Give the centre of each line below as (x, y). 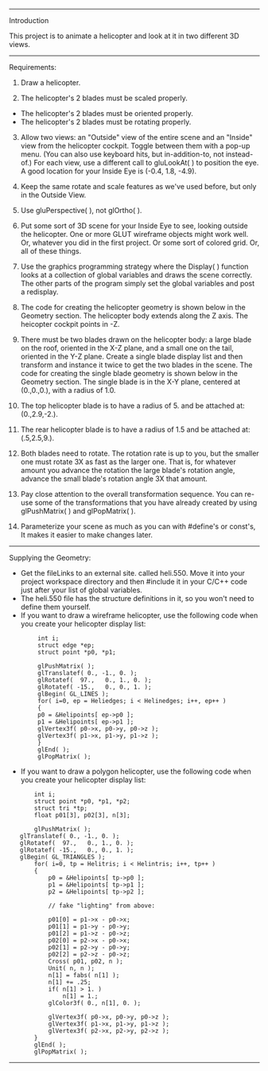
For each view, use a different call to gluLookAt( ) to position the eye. (146, 163)
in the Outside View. (53, 195)
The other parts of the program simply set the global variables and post (138, 283)
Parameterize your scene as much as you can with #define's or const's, (138, 526)
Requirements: (33, 67)
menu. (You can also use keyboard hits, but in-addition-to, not (122, 154)
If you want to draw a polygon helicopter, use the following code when (136, 771)
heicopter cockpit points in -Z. (70, 324)
